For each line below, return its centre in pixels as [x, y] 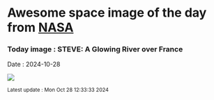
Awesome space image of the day [107, 13]
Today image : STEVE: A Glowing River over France [95, 49]
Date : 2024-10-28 [34, 65]
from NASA [40, 27]
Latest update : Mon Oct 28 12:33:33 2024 [58, 90]
